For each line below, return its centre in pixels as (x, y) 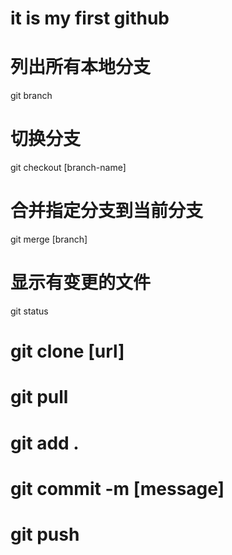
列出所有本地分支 (81, 67)
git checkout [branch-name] (68, 168)
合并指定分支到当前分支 (107, 211)
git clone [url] (67, 351)
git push (45, 534)
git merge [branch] (49, 239)
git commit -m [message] (117, 488)
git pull (39, 397)
